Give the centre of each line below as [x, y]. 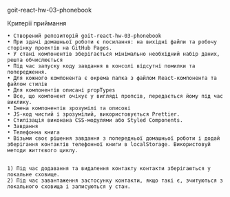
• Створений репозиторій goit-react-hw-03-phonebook [84, 36]
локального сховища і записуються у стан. [69, 187]
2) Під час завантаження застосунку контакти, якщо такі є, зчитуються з [115, 180]
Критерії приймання [37, 23]
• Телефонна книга [33, 132]
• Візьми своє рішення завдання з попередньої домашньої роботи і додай [114, 138]
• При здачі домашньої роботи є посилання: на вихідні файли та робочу [112, 42]
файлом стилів [28, 84]
